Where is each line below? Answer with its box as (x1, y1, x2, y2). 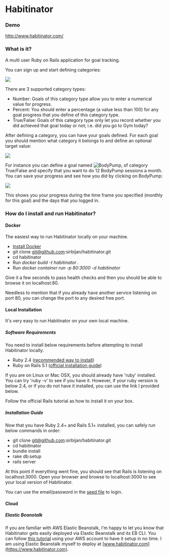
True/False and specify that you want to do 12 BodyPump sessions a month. (5, 167, 162, 173)
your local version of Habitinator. (5, 479, 73, 485)
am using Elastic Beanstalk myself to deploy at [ (5, 540, 105, 547)
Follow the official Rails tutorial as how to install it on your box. (5, 398, 134, 404)
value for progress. (12, 101, 52, 107)
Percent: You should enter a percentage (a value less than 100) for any (12, 106, 159, 112)
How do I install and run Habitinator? (5, 210, 96, 217)
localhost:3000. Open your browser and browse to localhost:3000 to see (5, 474, 156, 480)
